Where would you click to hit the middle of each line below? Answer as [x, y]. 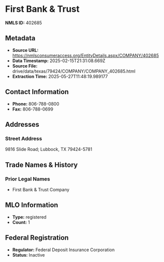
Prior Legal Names [28, 179]
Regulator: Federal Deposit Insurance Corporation [63, 250]
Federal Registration [37, 238]
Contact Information [37, 92]
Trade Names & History [41, 165]
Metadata [20, 38]
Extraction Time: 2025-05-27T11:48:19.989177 [60, 76]
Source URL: [25, 50]
